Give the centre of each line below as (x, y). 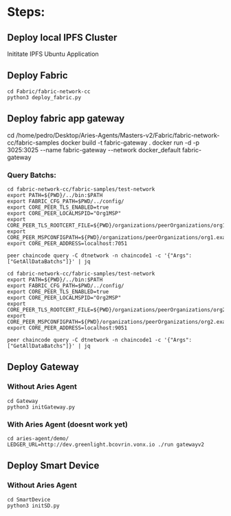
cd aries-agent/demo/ (38, 438)
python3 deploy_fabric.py (44, 97)
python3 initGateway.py (41, 407)
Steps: (26, 12)
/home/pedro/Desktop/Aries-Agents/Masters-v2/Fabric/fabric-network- (118, 135)
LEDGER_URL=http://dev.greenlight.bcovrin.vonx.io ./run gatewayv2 (106, 444)
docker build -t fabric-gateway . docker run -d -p (130, 143)
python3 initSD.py (33, 506)
